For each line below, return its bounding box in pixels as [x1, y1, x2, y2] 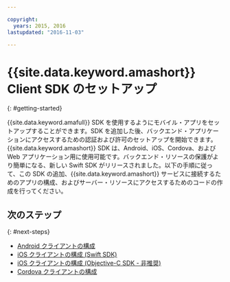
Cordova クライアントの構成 [16, 268, 97, 276]
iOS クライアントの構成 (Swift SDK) [16, 250, 117, 259]
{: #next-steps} [7, 228, 50, 236]
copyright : [7, 16, 38, 23]
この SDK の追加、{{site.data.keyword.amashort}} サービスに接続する [19, 169, 216, 178]
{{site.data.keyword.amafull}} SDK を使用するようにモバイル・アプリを [7, 118, 208, 127]
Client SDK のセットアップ [7, 81, 157, 97]
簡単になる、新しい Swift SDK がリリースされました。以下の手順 [12, 161, 195, 169]
